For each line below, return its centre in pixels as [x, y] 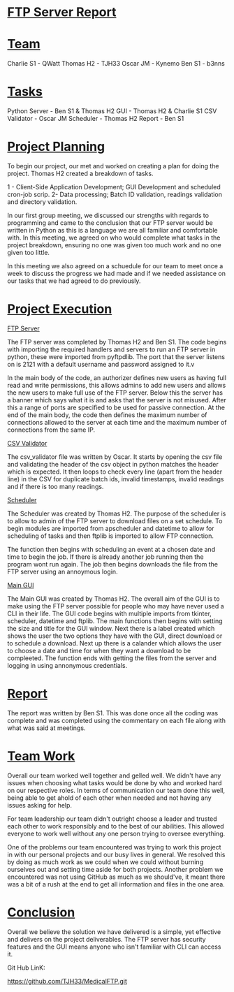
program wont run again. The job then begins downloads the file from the [113, 564]
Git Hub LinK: [26, 968]
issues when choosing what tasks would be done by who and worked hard [115, 782]
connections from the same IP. [51, 430]
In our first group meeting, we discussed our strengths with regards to [108, 215]
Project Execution [60, 309]
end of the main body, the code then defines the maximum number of [107, 415]
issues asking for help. [39, 805]
